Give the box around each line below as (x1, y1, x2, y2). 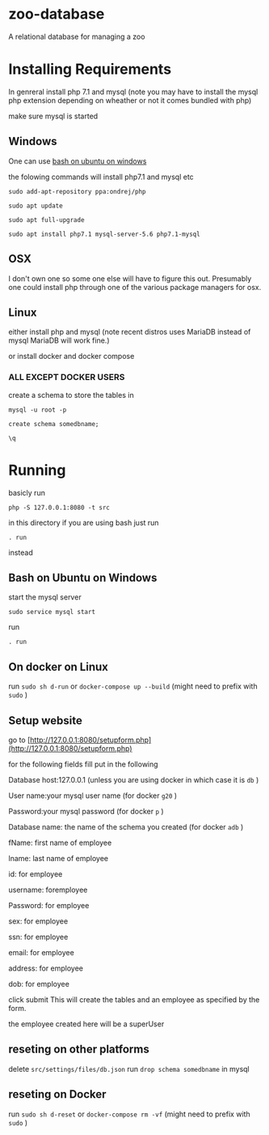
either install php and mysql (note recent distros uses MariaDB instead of (8, 327, 251, 337)
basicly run (8, 488, 46, 497)
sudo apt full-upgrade (8, 215, 85, 224)
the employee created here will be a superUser (8, 1018, 165, 1029)
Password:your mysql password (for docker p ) (8, 806, 164, 816)
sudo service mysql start (8, 608, 95, 617)
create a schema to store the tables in (8, 390, 135, 399)
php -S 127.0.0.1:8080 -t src (8, 503, 111, 511)
